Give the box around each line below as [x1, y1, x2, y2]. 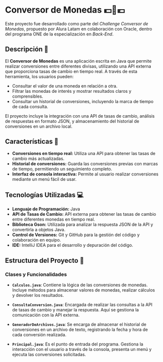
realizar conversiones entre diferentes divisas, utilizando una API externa [5, 63, 151, 69]
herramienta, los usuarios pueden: [5, 73, 74, 79]
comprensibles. [12, 93, 43, 99]
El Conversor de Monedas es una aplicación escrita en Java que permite [5, 58, 152, 64]
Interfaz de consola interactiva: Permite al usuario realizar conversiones [12, 171, 159, 177]
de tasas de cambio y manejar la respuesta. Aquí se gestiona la [12, 307, 139, 313]
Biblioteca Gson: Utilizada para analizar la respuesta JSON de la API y [12, 222, 153, 227]
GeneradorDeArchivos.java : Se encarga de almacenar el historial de [12, 322, 147, 328]
